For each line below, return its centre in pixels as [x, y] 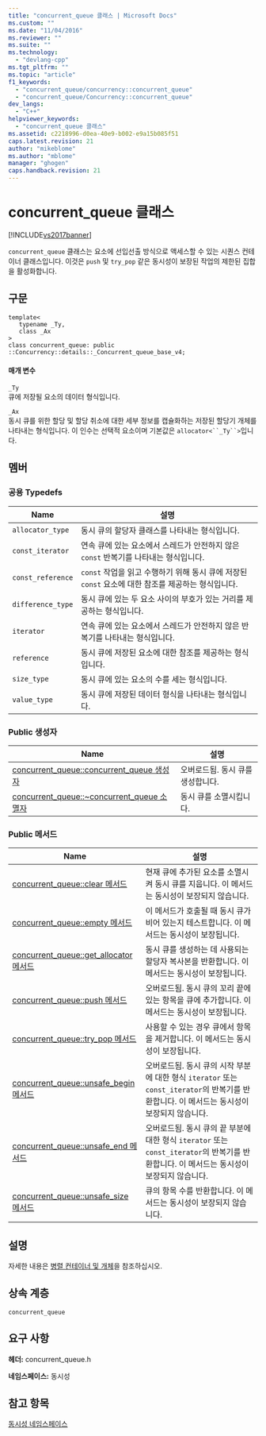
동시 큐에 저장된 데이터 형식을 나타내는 [148, 694]
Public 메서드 [33, 834]
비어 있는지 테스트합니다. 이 [194, 923]
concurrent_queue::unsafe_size [70, 1196]
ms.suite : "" [30, 45]
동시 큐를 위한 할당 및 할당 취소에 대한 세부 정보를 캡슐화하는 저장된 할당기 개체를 [133, 420]
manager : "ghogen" [38, 164]
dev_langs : [26, 104]
